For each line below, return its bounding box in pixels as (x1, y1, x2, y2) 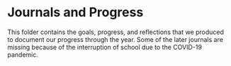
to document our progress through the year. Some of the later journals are (7, 35, 223, 43)
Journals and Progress (7, 4, 144, 21)
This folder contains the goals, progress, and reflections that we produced (7, 28, 225, 36)
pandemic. (7, 50, 39, 59)
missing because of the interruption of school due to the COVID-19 (7, 43, 202, 51)
